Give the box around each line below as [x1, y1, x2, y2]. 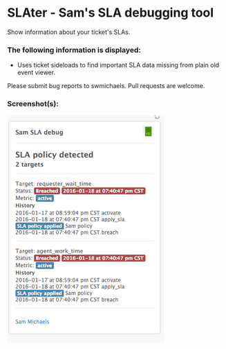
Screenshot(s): [7, 99, 59, 109]
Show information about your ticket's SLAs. [7, 28, 131, 36]
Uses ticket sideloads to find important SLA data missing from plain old [17, 61, 220, 69]
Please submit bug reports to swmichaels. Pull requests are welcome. [7, 82, 205, 90]
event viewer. [17, 68, 56, 77]
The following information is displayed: [7, 45, 142, 55]
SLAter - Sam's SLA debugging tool [7, 5, 214, 21]
